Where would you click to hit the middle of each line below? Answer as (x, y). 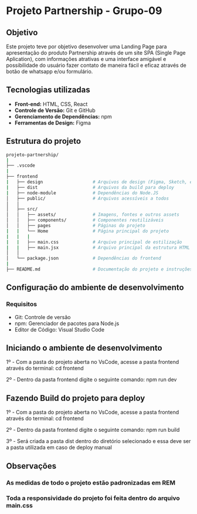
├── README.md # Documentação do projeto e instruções (99, 269)
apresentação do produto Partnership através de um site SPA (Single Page (96, 53)
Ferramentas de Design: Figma (52, 123)
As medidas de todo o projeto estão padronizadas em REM (91, 482)
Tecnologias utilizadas (48, 90)
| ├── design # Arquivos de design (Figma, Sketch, (97, 182)
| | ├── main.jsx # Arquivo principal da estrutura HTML (98, 248)
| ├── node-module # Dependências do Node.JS (82, 193)
